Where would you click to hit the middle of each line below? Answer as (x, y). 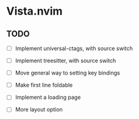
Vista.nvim (34, 11)
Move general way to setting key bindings (67, 73)
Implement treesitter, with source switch (66, 61)
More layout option (39, 110)
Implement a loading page (48, 97)
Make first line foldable (44, 85)
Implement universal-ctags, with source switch (74, 48)
